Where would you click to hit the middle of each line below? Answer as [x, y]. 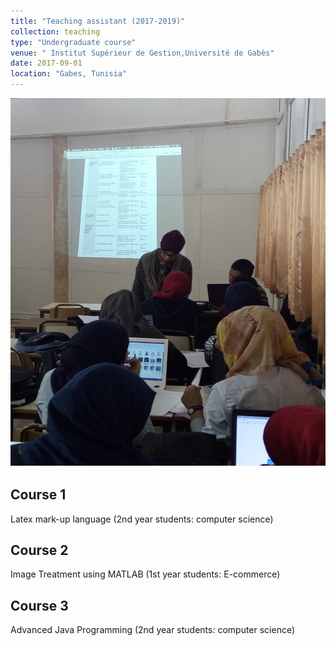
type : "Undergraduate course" [73, 42]
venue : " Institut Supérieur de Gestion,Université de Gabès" [142, 53]
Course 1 [38, 495]
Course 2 [39, 550]
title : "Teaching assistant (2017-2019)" [98, 21]
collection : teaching [55, 31]
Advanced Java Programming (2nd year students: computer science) [153, 630]
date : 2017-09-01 [46, 63]
